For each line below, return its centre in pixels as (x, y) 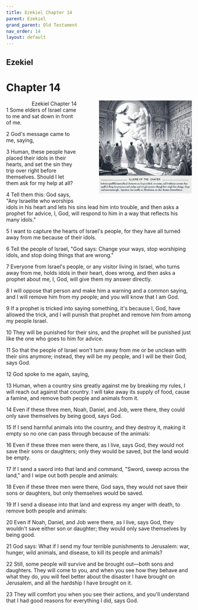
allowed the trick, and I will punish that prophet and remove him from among (99, 315)
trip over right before (32, 171)
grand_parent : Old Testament (42, 25)
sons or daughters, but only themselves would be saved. (75, 493)
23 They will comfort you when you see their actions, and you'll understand (98, 595)
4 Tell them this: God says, (38, 194)
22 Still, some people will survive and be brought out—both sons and (90, 564)
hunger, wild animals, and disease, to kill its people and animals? (84, 553)
